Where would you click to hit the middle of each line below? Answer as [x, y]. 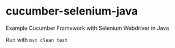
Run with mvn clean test [37, 39]
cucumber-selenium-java [72, 11]
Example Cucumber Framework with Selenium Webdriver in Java [87, 28]
